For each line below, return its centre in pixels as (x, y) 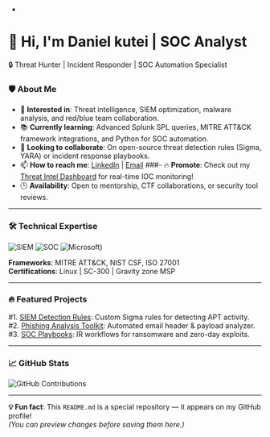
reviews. (34, 198)
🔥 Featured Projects (48, 299)
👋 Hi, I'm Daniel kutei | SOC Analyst (128, 42)
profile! (20, 416)
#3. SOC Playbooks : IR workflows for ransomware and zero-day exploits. (129, 334)
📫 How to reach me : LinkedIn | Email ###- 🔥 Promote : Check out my (135, 165)
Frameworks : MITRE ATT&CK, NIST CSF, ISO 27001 (94, 262)
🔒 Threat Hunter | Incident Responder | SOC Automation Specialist (118, 65)
